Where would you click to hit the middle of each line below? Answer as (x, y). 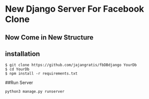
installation (23, 54)
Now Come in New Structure (50, 37)
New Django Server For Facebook (75, 9)
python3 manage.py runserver (35, 92)
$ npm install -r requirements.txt (41, 74)
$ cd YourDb (17, 69)
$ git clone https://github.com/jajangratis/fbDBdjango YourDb (71, 65)
